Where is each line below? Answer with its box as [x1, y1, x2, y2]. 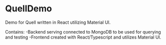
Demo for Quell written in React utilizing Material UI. [5, 19, 111, 25]
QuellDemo [5, 3, 52, 14]
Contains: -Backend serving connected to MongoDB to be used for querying [5, 29, 161, 35]
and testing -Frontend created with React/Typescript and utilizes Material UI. [5, 34, 162, 40]
